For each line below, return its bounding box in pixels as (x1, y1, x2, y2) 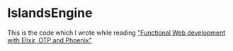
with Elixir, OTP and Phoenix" (7, 35, 92, 44)
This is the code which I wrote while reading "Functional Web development (7, 28, 226, 37)
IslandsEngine (7, 5, 93, 21)
